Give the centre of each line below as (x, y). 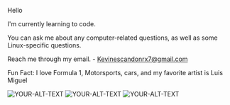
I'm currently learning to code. (51, 24)
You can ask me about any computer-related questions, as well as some (113, 38)
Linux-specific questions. (44, 45)
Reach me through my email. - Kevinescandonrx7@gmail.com (98, 59)
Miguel (17, 80)
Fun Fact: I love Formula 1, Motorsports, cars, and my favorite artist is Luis (115, 73)
